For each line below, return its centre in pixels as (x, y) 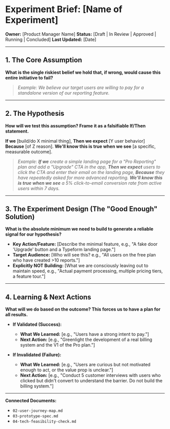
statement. (17, 131)
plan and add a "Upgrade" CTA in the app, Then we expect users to (89, 167)
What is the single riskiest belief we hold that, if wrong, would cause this (83, 72)
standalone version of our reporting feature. (63, 93)
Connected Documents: (31, 401)
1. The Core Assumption (44, 60)
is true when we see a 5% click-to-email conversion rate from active (90, 183)
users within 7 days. (38, 188)
